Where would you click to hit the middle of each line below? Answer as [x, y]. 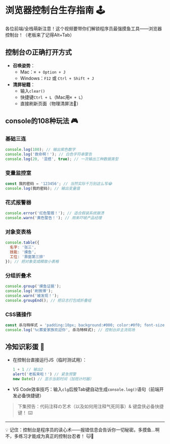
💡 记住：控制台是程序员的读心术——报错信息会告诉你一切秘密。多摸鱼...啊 [82, 430]
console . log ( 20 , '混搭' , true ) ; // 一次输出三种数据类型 [62, 159]
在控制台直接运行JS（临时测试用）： [50, 360]
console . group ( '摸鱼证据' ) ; [33, 287]
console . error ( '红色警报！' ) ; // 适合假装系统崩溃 [55, 213]
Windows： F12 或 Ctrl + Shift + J [57, 78]
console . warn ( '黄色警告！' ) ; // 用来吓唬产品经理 [54, 218]
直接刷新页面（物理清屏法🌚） [50, 103]
